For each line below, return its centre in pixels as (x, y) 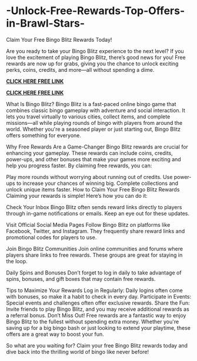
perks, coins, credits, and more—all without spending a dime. (80, 69)
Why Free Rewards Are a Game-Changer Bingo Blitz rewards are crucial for (97, 147)
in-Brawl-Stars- (46, 23)
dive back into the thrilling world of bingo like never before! (78, 352)
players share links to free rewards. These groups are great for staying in (94, 255)
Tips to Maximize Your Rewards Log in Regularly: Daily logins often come (95, 290)
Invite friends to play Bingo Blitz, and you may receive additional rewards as (98, 309)
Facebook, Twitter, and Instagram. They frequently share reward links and (96, 231)
